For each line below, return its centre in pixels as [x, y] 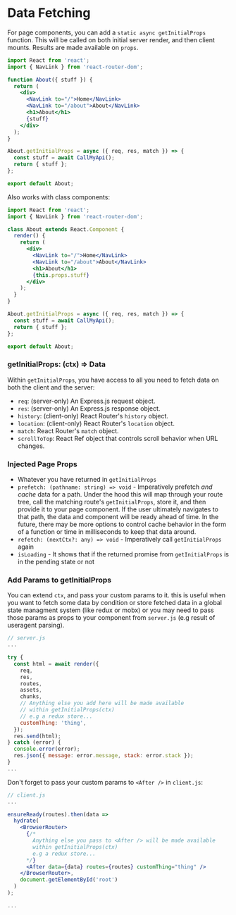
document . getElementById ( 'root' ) [69, 880]
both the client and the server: [51, 387]
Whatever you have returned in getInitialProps [87, 480]
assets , [31, 690]
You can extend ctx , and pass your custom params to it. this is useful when [117, 595]
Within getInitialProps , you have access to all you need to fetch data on [113, 380]
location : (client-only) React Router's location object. [96, 423]
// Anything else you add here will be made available [102, 703]
